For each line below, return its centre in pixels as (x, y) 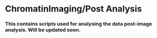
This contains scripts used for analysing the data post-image (78, 24)
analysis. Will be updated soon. (43, 30)
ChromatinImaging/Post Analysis (73, 9)
